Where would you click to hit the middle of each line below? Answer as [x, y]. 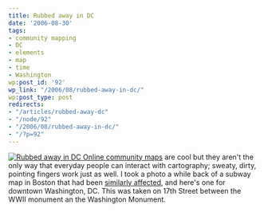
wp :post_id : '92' [37, 82]
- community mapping [43, 38]
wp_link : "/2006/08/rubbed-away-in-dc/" [77, 90]
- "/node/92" [30, 120]
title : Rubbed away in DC [51, 16]
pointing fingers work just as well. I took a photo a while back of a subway [130, 174]
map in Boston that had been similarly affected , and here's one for [117, 182]
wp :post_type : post [41, 97]
